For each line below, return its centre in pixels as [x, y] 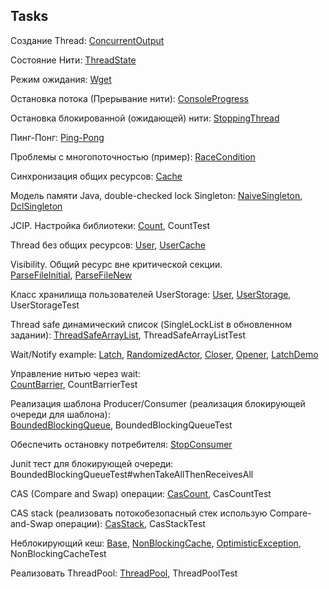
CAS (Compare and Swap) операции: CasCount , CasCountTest [141, 493]
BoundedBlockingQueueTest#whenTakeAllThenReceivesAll [132, 474]
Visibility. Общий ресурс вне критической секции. [116, 264]
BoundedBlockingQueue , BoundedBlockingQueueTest [121, 425]
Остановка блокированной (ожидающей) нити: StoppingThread [145, 118]
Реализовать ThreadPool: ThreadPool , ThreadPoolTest [124, 573]
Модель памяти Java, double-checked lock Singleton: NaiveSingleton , [156, 195]
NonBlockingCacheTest [58, 553]
